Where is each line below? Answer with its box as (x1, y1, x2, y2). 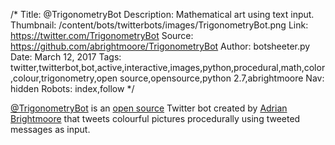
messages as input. (10, 124, 91, 135)
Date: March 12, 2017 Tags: (10, 51, 122, 63)
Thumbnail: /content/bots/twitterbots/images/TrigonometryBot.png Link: (10, 19, 309, 31)
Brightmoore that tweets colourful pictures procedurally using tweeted (10, 113, 301, 124)
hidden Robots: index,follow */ (10, 83, 135, 94)
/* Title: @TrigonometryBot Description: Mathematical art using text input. (10, 9, 315, 20)
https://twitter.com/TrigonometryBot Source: (10, 30, 194, 41)
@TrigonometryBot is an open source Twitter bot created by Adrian (10, 102, 288, 114)
